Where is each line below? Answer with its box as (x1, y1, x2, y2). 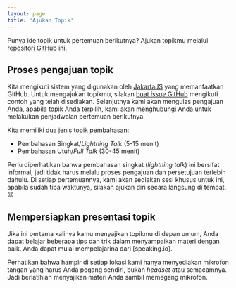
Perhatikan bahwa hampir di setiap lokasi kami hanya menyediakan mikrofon (7, 258, 229, 267)
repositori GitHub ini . (7, 44, 68, 52)
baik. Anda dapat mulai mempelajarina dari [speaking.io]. (7, 244, 173, 253)
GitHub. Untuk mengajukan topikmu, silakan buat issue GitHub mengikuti (7, 90, 218, 98)
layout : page (7, 10, 46, 18)
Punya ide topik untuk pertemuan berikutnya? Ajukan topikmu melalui (7, 36, 209, 44)
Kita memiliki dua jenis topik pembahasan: (7, 126, 130, 134)
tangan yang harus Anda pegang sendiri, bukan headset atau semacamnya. (7, 266, 228, 274)
